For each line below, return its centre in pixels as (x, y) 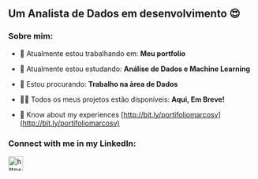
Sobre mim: (31, 36)
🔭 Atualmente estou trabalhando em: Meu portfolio (103, 53)
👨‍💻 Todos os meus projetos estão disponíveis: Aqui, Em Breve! (122, 99)
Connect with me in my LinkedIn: (72, 144)
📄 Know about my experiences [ (71, 114)
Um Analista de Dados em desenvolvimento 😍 (124, 14)
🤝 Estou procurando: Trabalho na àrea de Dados (99, 84)
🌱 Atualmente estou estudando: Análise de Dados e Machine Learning (135, 69)
